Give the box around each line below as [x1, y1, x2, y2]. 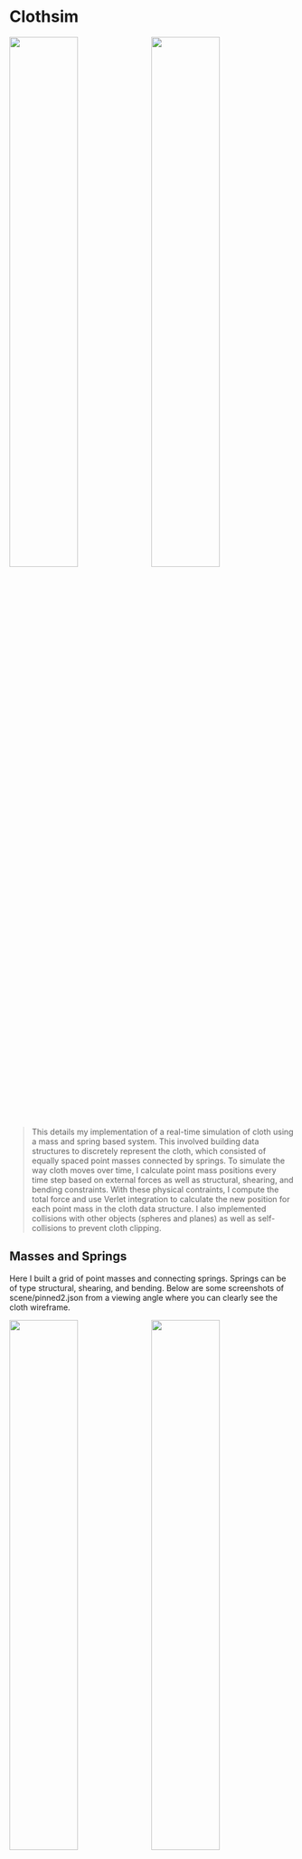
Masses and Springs [9, 1248, 127, 1265]
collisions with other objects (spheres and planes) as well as [31, 1212, 256, 1224]
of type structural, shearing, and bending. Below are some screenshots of [9, 1282, 285, 1293]
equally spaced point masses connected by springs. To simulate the [31, 1155, 286, 1166]
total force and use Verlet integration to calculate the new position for [31, 1193, 290, 1204]
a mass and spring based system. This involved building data [31, 1135, 260, 1147]
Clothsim [9, 6, 80, 27]
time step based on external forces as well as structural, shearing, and [31, 1174, 294, 1185]
